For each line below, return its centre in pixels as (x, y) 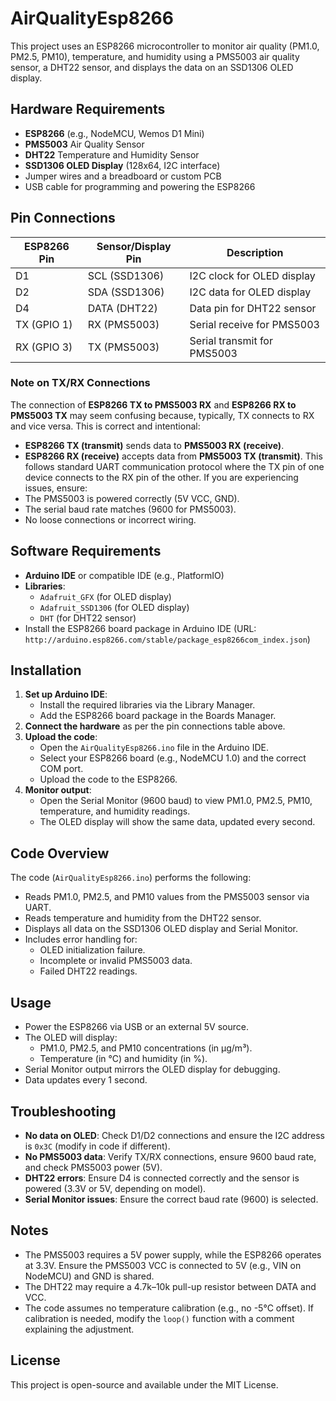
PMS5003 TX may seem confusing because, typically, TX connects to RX (162, 415)
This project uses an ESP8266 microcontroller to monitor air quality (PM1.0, (165, 46)
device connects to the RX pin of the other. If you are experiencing (161, 477)
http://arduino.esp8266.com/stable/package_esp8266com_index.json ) (167, 639)
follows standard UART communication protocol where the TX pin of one (174, 466)
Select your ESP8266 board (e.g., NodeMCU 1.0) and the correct (173, 758)
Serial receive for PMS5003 (254, 324)
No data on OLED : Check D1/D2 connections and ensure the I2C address (174, 1135)
